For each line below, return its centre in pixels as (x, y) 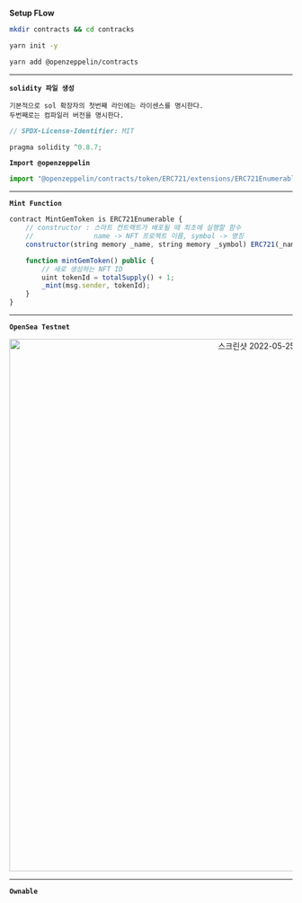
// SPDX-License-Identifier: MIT (72, 131)
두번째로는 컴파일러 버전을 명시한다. (67, 115)
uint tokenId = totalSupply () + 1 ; (108, 278)
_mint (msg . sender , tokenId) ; (96, 286)
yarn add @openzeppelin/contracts (74, 62)
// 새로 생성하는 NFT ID (82, 269)
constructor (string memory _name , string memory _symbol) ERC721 (151, 244)
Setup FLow (32, 13)
